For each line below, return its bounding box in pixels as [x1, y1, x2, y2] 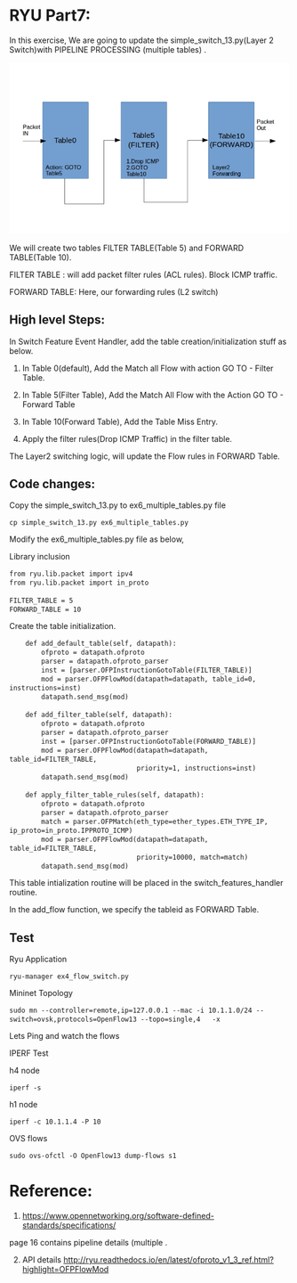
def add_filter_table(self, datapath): [25, 710, 173, 720]
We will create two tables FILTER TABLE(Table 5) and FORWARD [9, 242, 245, 253]
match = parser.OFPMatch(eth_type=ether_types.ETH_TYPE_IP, [41, 817, 269, 827]
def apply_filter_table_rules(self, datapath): [25, 790, 205, 800]
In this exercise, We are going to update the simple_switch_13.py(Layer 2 [9, 35, 274, 45]
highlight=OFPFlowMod [21, 1264, 109, 1275]
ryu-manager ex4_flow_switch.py [9, 972, 129, 981]
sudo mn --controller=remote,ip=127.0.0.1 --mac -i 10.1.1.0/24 [9, 1006, 253, 1016]
